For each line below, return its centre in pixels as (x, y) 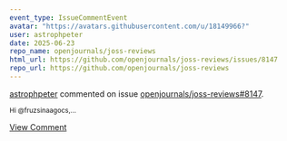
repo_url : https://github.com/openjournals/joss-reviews (119, 69)
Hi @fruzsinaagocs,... (43, 110)
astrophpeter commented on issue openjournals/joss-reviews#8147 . (137, 94)
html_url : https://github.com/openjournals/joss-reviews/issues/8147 (144, 60)
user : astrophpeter (46, 34)
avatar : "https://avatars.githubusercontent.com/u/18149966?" (129, 26)
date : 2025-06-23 (42, 43)
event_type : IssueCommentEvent (69, 18)
